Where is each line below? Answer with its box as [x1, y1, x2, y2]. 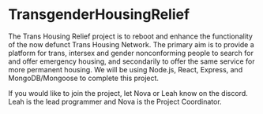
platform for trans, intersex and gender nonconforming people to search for [8, 48, 254, 57]
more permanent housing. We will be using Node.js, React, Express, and [8, 64, 243, 74]
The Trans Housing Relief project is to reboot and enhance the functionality [8, 31, 253, 41]
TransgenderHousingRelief [8, 6, 190, 24]
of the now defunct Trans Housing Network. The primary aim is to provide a [8, 39, 254, 49]
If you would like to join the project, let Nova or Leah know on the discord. [8, 88, 249, 97]
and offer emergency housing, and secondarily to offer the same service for [8, 57, 255, 66]
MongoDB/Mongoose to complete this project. [8, 73, 160, 83]
